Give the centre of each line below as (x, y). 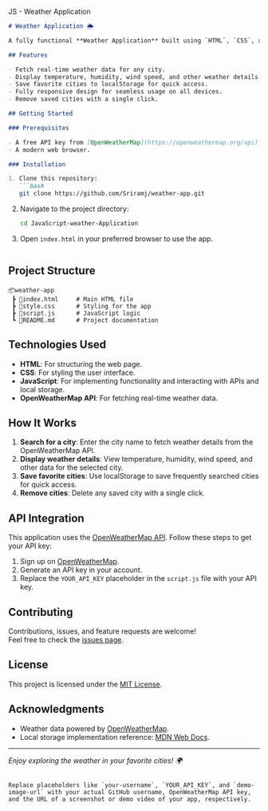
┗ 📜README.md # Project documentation (85, 320)
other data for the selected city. (71, 467)
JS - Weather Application (49, 12)
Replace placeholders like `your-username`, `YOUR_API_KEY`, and (119, 785)
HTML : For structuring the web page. (81, 364)
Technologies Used (57, 345)
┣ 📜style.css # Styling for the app (81, 306)
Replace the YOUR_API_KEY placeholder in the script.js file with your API (138, 578)
